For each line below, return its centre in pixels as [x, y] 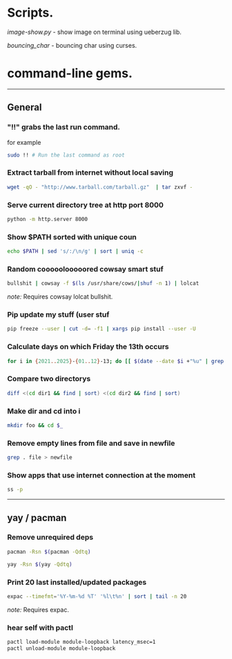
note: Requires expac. [38, 609]
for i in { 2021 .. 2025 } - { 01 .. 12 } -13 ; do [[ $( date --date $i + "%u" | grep [116, 361]
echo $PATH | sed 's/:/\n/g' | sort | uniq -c [75, 252]
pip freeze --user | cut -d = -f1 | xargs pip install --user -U [101, 329]
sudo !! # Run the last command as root [66, 155]
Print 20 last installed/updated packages [77, 582]
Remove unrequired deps [50, 537]
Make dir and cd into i [44, 411]
